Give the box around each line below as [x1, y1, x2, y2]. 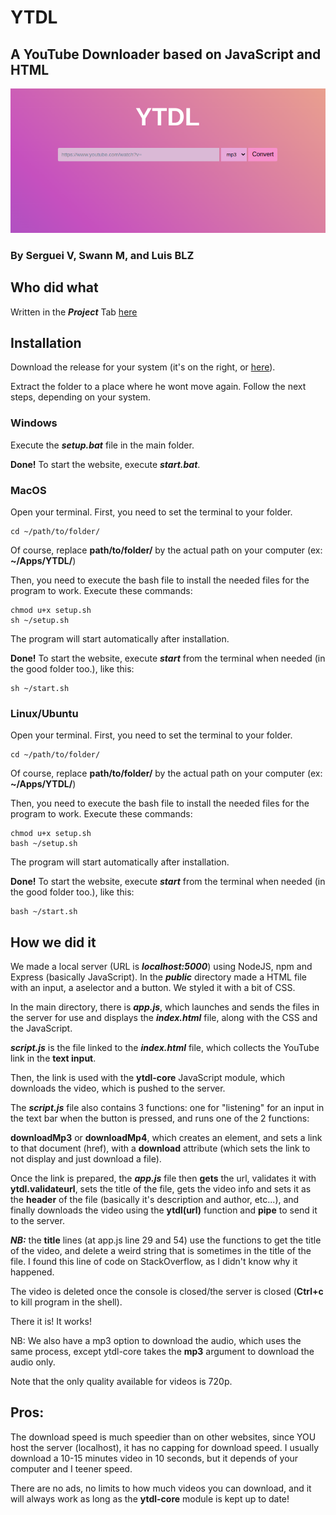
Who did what [10, 279, 99, 296]
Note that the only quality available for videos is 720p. [10, 1376, 233, 1388]
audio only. [10, 1356, 56, 1368]
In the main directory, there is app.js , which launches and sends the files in [10, 1001, 320, 1013]
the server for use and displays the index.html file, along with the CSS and [10, 1012, 318, 1024]
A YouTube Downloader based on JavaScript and [10, 46, 322, 63]
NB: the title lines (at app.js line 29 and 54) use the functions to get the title [10, 1234, 322, 1246]
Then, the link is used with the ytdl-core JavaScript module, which [10, 1072, 285, 1084]
